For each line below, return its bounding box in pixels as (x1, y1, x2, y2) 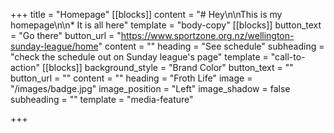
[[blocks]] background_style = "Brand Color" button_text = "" (41, 62, 294, 73)
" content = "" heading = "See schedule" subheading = (98, 40, 325, 52)
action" (10, 62, 41, 73)
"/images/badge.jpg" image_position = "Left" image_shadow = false (10, 83, 291, 94)
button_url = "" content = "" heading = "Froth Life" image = (10, 72, 253, 84)
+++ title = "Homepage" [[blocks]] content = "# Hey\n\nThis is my (10, 9, 283, 20)
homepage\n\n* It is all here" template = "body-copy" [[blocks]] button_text (10, 19, 322, 31)
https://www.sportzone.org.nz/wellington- (120, 30, 295, 41)
